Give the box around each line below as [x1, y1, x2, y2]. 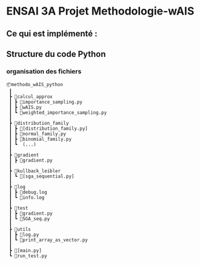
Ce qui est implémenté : [6, 29, 98, 39]
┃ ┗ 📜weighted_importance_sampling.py [8, 110, 107, 116]
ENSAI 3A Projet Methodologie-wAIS [6, 4, 195, 18]
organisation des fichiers [6, 67, 82, 75]
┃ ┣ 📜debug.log [8, 189, 47, 195]
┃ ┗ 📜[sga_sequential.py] [8, 173, 75, 179]
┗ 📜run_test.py [8, 253, 47, 259]
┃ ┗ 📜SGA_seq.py [8, 216, 50, 222]
